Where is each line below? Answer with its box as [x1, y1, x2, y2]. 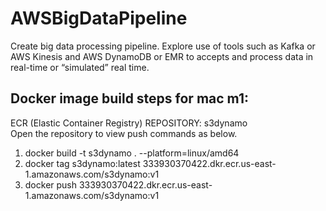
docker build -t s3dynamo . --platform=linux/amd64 [24, 147, 240, 159]
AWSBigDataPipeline [10, 7, 188, 30]
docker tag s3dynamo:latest [24, 157, 141, 169]
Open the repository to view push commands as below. [10, 127, 238, 139]
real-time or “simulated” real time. [10, 61, 150, 73]
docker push [24, 178, 78, 191]
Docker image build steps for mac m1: [10, 90, 249, 107]
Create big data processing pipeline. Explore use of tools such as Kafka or [10, 40, 316, 52]
